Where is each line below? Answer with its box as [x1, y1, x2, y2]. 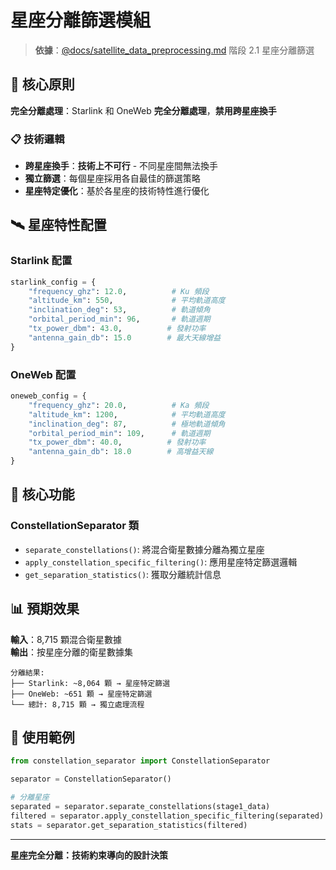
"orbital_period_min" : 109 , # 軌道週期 [28, 428, 211, 438]
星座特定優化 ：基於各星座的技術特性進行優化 [24, 185, 210, 197]
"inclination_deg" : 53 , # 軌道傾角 [28, 305, 211, 315]
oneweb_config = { [10, 391, 87, 401]
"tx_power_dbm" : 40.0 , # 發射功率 [28, 437, 207, 448]
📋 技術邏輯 [10, 132, 65, 146]
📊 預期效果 [10, 601, 80, 618]
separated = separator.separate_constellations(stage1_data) [10, 801, 271, 811]
